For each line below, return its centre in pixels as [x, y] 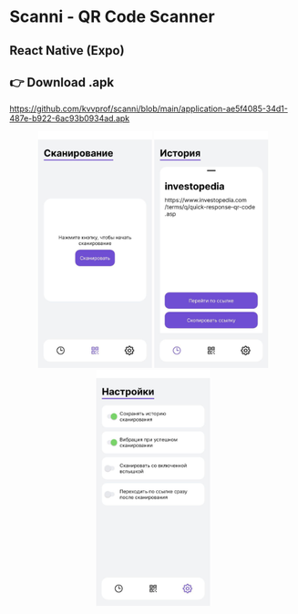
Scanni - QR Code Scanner [113, 17]
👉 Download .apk [62, 82]
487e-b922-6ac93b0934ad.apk [70, 118]
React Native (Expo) [67, 51]
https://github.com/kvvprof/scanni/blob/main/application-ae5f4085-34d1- [149, 109]
